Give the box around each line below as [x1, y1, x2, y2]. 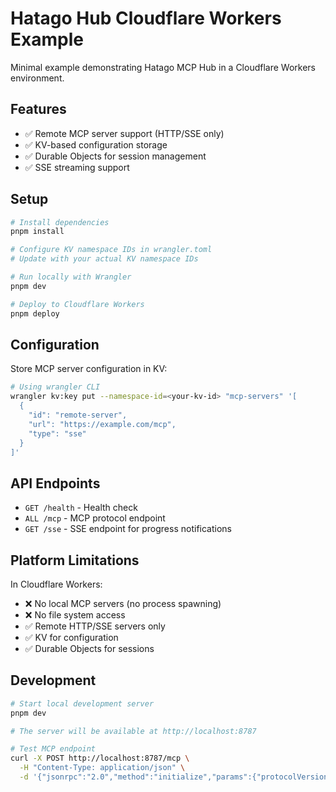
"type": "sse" [28, 428, 87, 439]
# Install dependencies [10, 217, 110, 227]
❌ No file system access [24, 609, 126, 621]
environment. [10, 72, 65, 84]
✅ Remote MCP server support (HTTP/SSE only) [24, 127, 225, 139]
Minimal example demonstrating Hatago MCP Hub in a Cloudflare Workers [10, 61, 316, 73]
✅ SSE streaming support [24, 161, 130, 173]
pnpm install [10, 227, 65, 237]
